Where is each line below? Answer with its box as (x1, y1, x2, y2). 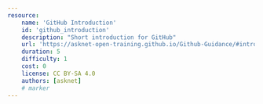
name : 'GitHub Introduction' (21, 19, 117, 27)
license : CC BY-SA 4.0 (21, 70, 96, 77)
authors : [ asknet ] (21, 77, 82, 84)
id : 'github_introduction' (21, 26, 110, 34)
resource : (7, 11, 40, 20)
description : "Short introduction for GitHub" (21, 33, 177, 41)
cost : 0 (21, 63, 46, 70)
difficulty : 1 (21, 56, 68, 63)
